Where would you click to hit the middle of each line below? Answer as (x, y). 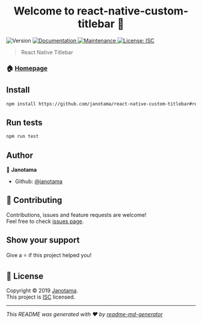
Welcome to (44, 11)
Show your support (43, 240)
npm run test (23, 137)
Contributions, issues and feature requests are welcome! (76, 214)
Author (20, 155)
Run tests (24, 123)
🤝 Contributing (34, 200)
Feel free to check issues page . (45, 221)
